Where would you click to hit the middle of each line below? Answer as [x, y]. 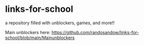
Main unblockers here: [28, 32]
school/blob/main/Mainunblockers [40, 38]
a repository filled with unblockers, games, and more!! [60, 23]
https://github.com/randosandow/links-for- [95, 32]
